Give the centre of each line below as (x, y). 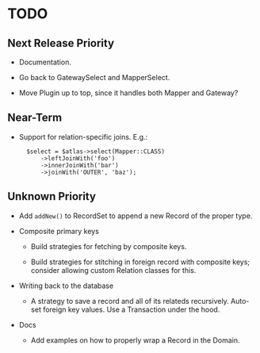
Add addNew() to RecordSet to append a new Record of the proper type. (136, 216)
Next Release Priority (61, 43)
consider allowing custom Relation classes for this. (113, 270)
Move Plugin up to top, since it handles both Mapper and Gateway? (128, 93)
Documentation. (45, 62)
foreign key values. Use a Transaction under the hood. (131, 309)
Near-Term (35, 118)
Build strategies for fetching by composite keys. (109, 246)
